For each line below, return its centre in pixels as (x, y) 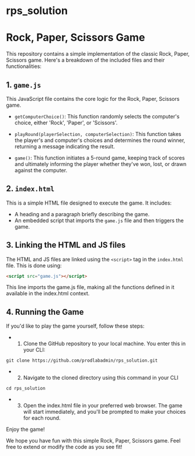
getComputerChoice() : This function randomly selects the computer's (97, 116)
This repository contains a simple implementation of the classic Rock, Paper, (98, 54)
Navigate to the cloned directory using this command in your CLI (101, 378)
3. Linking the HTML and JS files (66, 245)
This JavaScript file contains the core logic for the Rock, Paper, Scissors (93, 98)
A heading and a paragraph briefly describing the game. (82, 214)
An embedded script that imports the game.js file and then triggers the (99, 220)
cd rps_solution (26, 389)
